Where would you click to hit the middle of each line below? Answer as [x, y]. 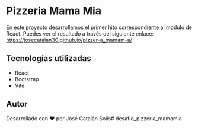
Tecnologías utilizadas [49, 58]
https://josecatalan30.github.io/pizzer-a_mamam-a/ [69, 40]
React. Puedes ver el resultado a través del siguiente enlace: [80, 33]
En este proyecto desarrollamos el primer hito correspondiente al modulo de [99, 27]
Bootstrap [27, 79]
